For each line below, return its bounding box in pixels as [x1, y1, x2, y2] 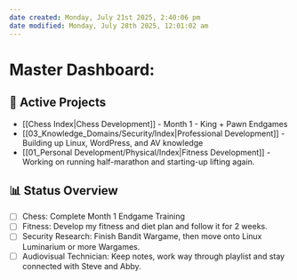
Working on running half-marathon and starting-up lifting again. [21, 156, 255, 167]
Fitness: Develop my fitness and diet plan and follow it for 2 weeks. [21, 221, 269, 232]
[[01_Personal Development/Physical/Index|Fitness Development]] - [21, 147, 271, 157]
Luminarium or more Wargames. [21, 241, 140, 252]
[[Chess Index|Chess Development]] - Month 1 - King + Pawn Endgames [21, 118, 288, 129]
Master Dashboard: [9, 60, 156, 80]
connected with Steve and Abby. [21, 260, 142, 271]
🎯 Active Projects [9, 95, 107, 110]
